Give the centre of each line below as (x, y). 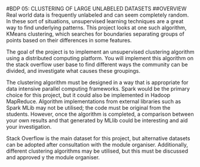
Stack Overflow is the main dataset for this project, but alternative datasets (98, 138)
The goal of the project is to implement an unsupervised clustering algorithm (100, 52)
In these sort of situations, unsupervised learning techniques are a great (95, 21)
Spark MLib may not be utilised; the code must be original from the (88, 108)
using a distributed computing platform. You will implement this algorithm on (100, 58)
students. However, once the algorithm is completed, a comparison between (100, 114)
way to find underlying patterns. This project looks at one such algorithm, (96, 27)
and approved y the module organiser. (53, 157)
